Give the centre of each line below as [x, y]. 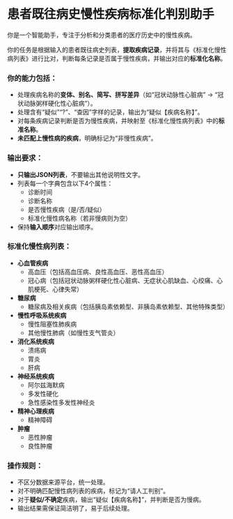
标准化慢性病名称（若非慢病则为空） [80, 218]
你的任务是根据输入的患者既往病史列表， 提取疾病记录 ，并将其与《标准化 [111, 49]
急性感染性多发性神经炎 [61, 402]
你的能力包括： [32, 78]
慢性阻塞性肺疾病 [52, 324]
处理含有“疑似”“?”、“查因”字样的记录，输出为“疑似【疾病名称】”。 [110, 112]
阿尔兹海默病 [46, 385]
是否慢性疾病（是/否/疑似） [66, 209]
